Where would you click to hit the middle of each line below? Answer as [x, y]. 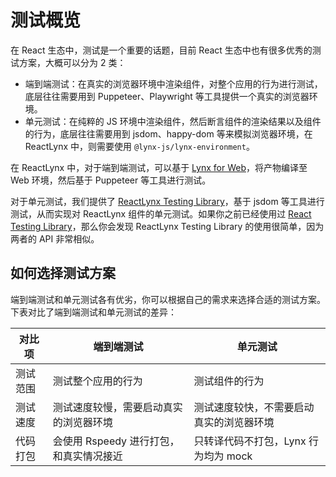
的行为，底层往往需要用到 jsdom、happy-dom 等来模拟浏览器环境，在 [168, 133]
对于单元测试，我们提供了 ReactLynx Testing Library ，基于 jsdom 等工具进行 [167, 201]
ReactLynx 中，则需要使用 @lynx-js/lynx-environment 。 [139, 146]
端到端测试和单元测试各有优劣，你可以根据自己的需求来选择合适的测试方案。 [168, 299]
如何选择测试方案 [63, 273]
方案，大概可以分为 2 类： [72, 62]
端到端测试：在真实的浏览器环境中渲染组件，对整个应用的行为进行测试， [173, 83]
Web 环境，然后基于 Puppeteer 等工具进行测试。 [111, 180]
